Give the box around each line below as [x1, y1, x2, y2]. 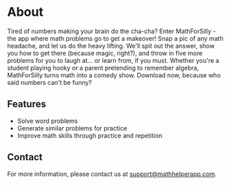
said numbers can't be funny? [7, 78, 92, 86]
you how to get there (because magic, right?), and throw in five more [7, 49, 203, 57]
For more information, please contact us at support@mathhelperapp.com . [7, 170, 217, 178]
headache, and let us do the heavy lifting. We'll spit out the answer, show [7, 41, 215, 50]
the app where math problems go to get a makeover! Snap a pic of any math [7, 34, 224, 42]
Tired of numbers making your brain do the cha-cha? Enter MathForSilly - [7, 27, 216, 35]
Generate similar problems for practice [17, 124, 128, 132]
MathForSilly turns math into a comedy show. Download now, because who [7, 70, 221, 79]
